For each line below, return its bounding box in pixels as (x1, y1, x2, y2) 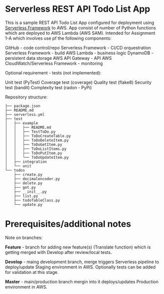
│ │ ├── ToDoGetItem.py (5, 142, 63, 147)
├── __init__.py (14, 189, 47, 194)
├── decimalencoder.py (14, 176, 60, 181)
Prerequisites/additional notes (5, 219, 131, 230)
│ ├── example (5, 121, 38, 125)
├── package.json (5, 103, 41, 108)
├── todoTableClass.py (14, 197, 60, 203)
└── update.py (14, 202, 43, 207)
